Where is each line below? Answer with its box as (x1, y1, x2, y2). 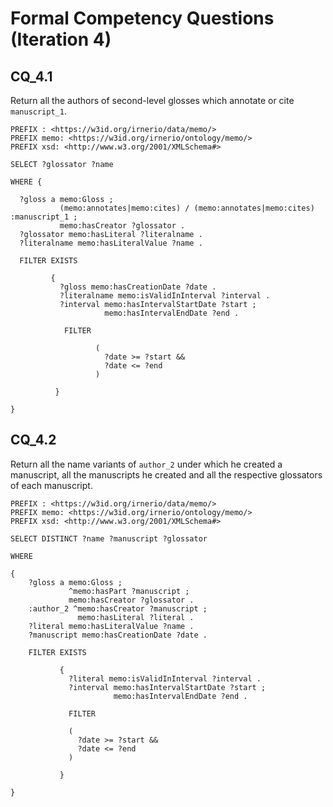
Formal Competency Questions (10, 7, 275, 30)
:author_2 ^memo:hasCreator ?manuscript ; (28, 603, 208, 614)
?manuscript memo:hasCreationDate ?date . (28, 630, 208, 640)
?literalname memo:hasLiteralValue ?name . (19, 238, 203, 248)
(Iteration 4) (10, 28, 112, 51)
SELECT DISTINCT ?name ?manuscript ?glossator (10, 533, 208, 544)
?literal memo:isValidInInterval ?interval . (68, 673, 262, 684)
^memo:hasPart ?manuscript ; (68, 586, 190, 596)
